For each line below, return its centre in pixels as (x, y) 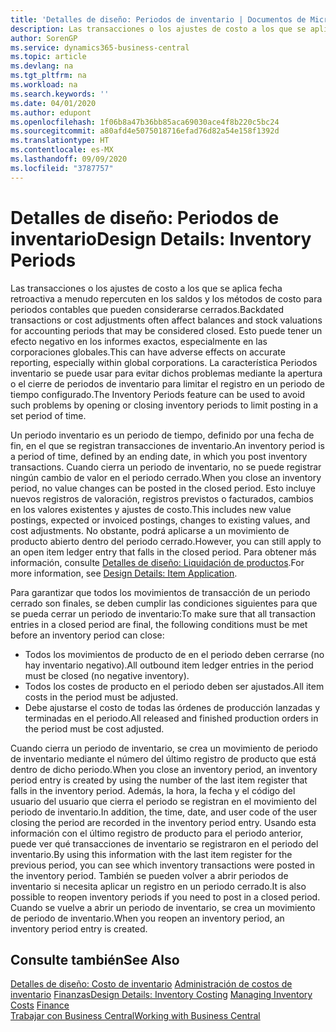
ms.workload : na (44, 85)
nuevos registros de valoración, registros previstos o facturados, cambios (162, 498)
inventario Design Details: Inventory (161, 238)
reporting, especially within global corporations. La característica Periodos (164, 362)
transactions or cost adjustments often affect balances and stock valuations (166, 320)
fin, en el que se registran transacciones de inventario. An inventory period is (167, 445)
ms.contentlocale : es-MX (62, 150)
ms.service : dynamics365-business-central (100, 47)
